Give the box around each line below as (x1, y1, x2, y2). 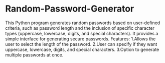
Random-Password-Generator (5, 3, 134, 15)
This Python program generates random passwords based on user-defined (5, 20, 160, 26)
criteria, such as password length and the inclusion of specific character (5, 25, 154, 31)
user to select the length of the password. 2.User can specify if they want (5, 41, 157, 47)
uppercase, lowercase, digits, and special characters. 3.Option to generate (5, 46, 159, 52)
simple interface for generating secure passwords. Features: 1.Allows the (5, 36, 156, 42)
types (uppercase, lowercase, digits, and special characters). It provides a (5, 30, 158, 36)
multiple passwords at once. (5, 51, 64, 58)
